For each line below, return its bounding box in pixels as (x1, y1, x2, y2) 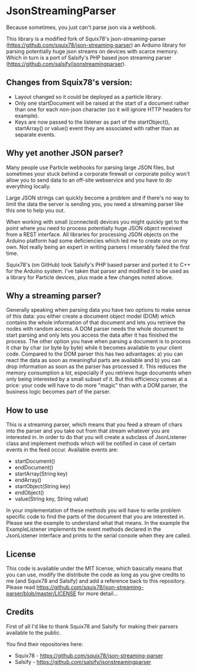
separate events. (14, 131, 56, 138)
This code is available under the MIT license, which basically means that (6, 565, 183, 572)
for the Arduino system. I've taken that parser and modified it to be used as (6, 267, 189, 275)
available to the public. (6, 629, 61, 636)
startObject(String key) (14, 483, 71, 490)
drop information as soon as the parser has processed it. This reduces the (6, 363, 187, 370)
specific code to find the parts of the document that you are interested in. (6, 513, 185, 520)
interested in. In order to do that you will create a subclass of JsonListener (6, 434, 187, 441)
